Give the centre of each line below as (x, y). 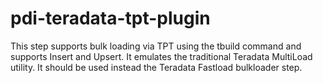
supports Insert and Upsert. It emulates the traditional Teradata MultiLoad (161, 56)
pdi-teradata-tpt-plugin (110, 18)
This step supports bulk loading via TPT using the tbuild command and (156, 46)
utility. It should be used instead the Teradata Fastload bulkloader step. (156, 67)
